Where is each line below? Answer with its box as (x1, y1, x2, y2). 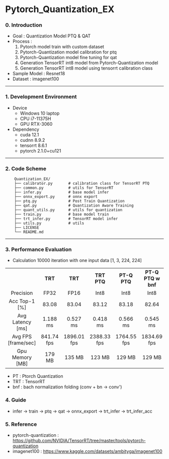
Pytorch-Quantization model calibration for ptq (20, 49, 117, 55)
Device (12, 105, 28, 111)
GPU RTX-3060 (20, 121, 53, 127)
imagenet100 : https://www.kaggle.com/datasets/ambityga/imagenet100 (12, 448, 162, 454)
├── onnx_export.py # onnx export (14, 194, 98, 199)
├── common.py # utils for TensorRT (14, 185, 114, 190)
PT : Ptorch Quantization (12, 373, 64, 379)
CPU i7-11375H (20, 115, 51, 122)
